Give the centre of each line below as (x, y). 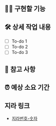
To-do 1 (19, 41)
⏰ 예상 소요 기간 (27, 88)
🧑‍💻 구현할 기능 (25, 9)
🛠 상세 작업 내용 (28, 27)
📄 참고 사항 (20, 69)
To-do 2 (20, 47)
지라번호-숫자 (24, 118)
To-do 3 (20, 52)
